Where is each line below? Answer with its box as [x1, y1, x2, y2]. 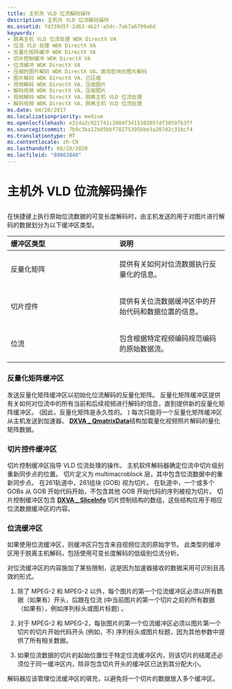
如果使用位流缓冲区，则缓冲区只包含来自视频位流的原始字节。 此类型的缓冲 [7, 540, 221, 549]
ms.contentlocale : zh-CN [7, 139, 79, 146]
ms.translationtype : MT [7, 132, 76, 139]
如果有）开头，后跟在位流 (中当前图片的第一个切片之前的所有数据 [29, 596, 215, 604]
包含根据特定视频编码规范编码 [119, 333, 217, 343]
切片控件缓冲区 [7, 444, 57, 454]
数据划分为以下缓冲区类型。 [19, 221, 98, 229]
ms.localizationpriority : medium [7, 113, 104, 120]
